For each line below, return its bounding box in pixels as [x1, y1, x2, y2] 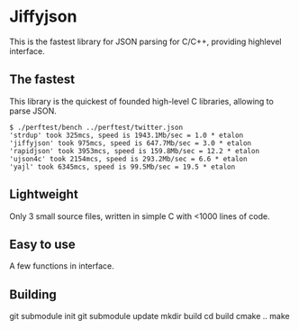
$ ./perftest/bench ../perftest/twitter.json [9, 123, 183, 132]
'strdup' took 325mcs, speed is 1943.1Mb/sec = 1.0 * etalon [9, 131, 244, 140]
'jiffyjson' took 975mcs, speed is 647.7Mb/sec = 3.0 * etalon [9, 138, 252, 148]
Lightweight [9, 187, 78, 202]
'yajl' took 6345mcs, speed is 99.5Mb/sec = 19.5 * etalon [9, 162, 236, 171]
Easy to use [9, 236, 77, 252]
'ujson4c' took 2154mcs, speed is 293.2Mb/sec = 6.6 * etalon [9, 154, 248, 163]
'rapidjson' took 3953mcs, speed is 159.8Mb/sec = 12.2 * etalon [9, 146, 259, 155]
